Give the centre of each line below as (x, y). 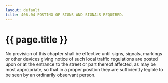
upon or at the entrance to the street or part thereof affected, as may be (81, 64)
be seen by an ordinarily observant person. (50, 75)
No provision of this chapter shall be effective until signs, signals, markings (84, 54)
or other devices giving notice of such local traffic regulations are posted (82, 59)
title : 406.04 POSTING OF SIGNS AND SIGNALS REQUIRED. (65, 15)
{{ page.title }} (37, 40)
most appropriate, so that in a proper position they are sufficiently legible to (84, 70)
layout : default (22, 10)
